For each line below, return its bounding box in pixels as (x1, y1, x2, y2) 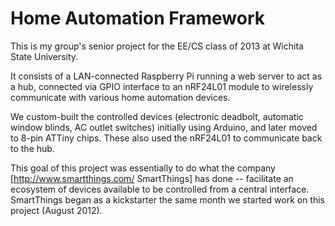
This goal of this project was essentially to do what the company (10, 162, 276, 174)
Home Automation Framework (10, 7, 266, 30)
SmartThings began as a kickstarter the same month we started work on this (10, 193, 325, 206)
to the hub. (10, 142, 55, 154)
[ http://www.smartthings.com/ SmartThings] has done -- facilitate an (10, 172, 294, 184)
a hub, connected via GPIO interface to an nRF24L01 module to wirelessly (10, 80, 314, 92)
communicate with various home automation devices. (10, 91, 231, 103)
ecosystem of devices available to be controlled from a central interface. (10, 183, 310, 195)
